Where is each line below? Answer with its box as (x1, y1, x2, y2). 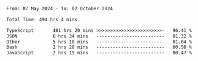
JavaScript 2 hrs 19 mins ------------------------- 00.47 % (6, 50, 192, 56)
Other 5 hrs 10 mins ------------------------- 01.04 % (6, 39, 192, 45)
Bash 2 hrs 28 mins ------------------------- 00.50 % (6, 44, 192, 51)
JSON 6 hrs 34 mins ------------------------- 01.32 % (6, 33, 192, 39)
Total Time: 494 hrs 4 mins (6, 16, 78, 22)
